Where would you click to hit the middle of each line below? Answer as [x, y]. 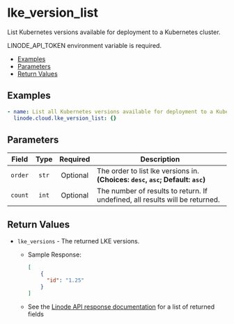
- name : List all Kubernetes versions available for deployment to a [110, 112]
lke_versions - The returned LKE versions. [78, 241]
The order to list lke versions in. [148, 171]
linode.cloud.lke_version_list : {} [65, 118]
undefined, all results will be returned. [158, 200]
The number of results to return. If [152, 191]
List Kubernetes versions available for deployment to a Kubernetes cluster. [114, 32]
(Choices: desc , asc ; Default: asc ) [151, 180]
